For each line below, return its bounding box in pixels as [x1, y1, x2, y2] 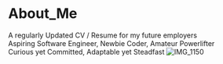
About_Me [8, 5, 78, 23]
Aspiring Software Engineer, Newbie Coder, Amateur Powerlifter [8, 38, 215, 48]
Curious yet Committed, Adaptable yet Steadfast [8, 47, 165, 56]
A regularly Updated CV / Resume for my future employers [8, 30, 198, 40]
